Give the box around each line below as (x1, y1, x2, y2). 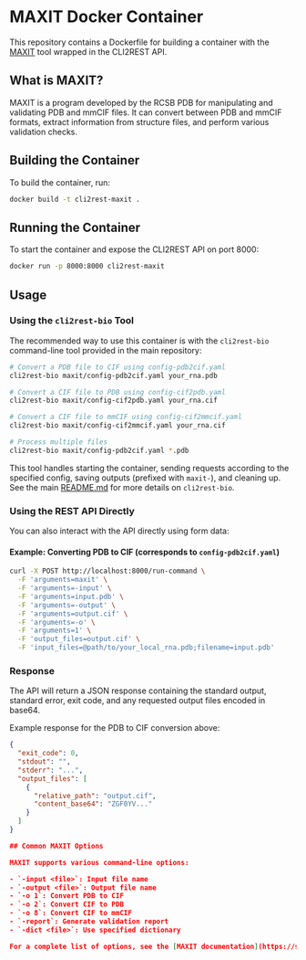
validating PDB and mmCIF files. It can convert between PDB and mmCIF (9, 107, 282, 118)
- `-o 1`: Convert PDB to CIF (9, 891, 125, 901)
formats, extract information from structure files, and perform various (9, 116, 270, 127)
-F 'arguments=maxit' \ (17, 575, 107, 585)
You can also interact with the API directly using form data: (9, 525, 229, 536)
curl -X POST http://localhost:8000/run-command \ (9, 566, 206, 576)
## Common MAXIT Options (9, 841, 104, 850)
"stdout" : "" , (17, 757, 71, 766)
